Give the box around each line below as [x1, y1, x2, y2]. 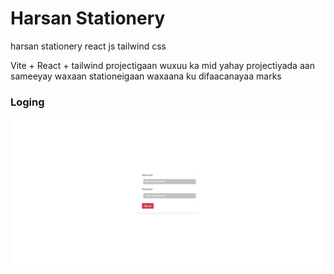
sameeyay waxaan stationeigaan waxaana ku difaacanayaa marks [10, 70, 282, 82]
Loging [10, 95, 45, 109]
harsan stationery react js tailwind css [10, 40, 167, 52]
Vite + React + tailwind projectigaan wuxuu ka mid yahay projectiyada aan [10, 59, 315, 71]
